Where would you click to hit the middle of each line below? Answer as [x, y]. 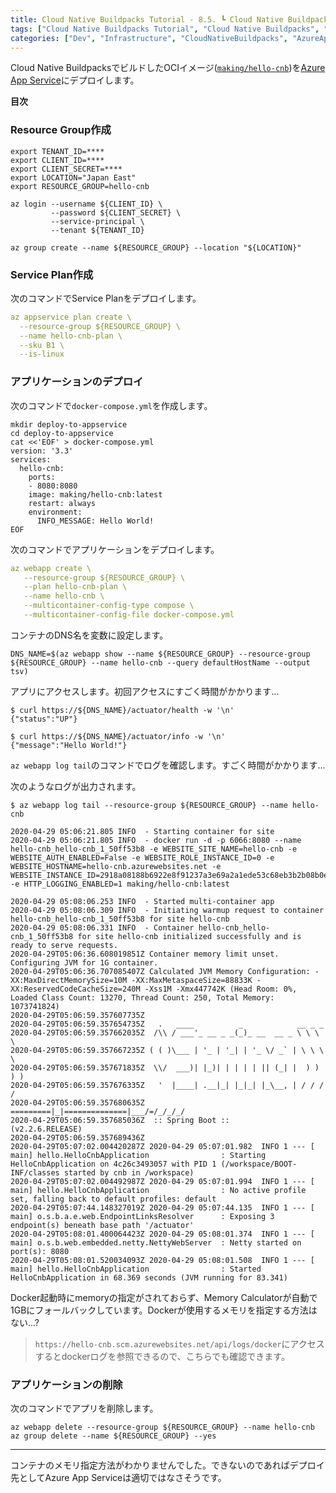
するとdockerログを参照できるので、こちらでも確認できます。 [162, 1356]
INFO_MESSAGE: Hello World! [95, 521]
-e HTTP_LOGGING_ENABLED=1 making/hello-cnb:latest [120, 884]
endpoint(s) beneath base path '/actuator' [102, 1225]
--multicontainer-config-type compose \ [109, 606]
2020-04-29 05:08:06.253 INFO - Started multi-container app [142, 901]
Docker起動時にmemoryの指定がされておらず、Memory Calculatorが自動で [164, 1297]
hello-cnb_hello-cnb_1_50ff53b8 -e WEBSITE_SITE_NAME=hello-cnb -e [154, 849]
